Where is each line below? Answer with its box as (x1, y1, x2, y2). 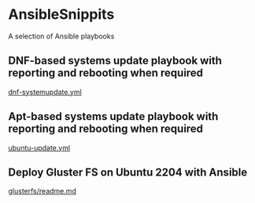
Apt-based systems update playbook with (8, 110, 219, 123)
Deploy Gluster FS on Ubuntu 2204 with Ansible (8, 165, 248, 179)
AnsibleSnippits (8, 5, 115, 24)
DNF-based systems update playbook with (8, 54, 223, 67)
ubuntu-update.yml (8, 143, 71, 152)
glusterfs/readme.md (8, 187, 77, 196)
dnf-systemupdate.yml (8, 87, 83, 96)
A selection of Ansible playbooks (8, 31, 115, 41)
